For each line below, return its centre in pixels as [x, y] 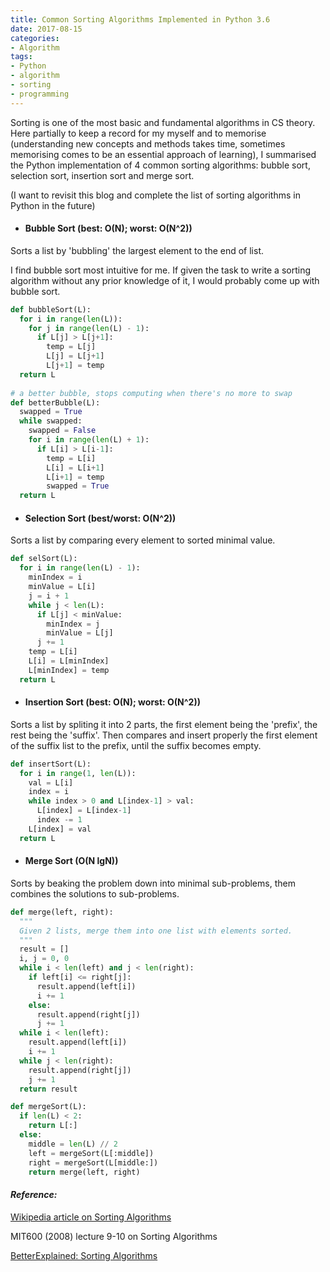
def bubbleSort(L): [51, 309]
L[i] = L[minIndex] [69, 661]
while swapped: [51, 421]
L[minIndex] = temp [69, 670]
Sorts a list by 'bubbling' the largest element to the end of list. [137, 250]
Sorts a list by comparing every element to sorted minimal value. [143, 540]
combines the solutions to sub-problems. [95, 893]
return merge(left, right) [84, 1172]
